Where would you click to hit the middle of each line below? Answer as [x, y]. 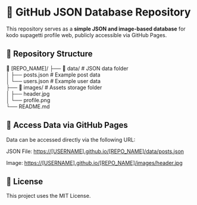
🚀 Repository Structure [49, 54]
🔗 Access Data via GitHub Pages [67, 125]
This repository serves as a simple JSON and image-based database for [96, 29]
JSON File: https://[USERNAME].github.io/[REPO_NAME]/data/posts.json [95, 151]
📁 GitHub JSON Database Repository [98, 12]
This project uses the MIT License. [49, 196]
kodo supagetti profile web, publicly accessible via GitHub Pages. [87, 35]
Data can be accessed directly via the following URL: [71, 139]
